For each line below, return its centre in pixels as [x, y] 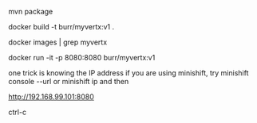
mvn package [31, 12]
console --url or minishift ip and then [69, 81]
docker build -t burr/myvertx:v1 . [61, 27]
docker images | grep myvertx [58, 42]
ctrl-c [17, 112]
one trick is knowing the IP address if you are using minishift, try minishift [128, 73]
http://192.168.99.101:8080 [51, 97]
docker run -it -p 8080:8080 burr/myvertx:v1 [82, 58]
